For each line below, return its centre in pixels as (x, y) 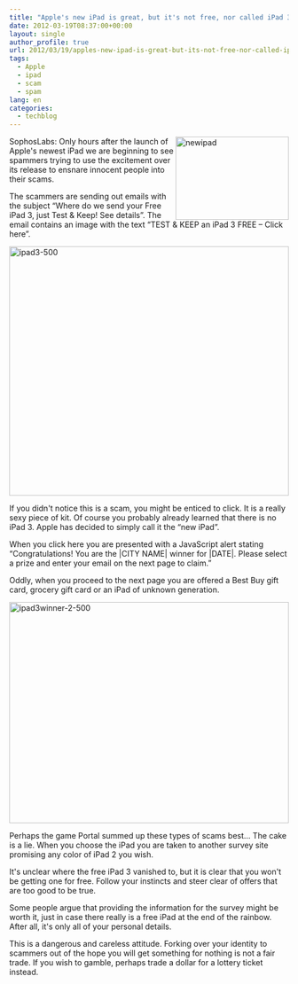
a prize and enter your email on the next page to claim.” (110, 563)
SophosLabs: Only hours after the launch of (89, 142)
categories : (31, 108)
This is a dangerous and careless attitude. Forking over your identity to (138, 944)
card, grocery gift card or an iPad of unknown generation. (114, 590)
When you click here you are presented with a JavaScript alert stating (137, 544)
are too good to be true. (52, 891)
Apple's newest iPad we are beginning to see (92, 151)
